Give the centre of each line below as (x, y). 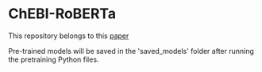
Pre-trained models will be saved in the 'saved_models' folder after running (131, 51)
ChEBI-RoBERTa (62, 14)
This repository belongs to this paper (69, 36)
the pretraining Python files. (54, 59)
